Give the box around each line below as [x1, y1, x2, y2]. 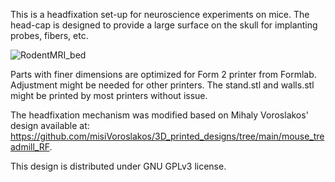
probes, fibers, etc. [10, 30, 89, 41]
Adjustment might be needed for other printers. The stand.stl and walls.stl [10, 79, 315, 91]
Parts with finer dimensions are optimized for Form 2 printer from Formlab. [10, 69, 317, 80]
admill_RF [10, 141, 50, 153]
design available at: [10, 120, 90, 131]
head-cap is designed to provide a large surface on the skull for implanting [10, 19, 318, 31]
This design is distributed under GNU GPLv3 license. [10, 160, 227, 172]
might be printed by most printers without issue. [10, 90, 208, 101]
